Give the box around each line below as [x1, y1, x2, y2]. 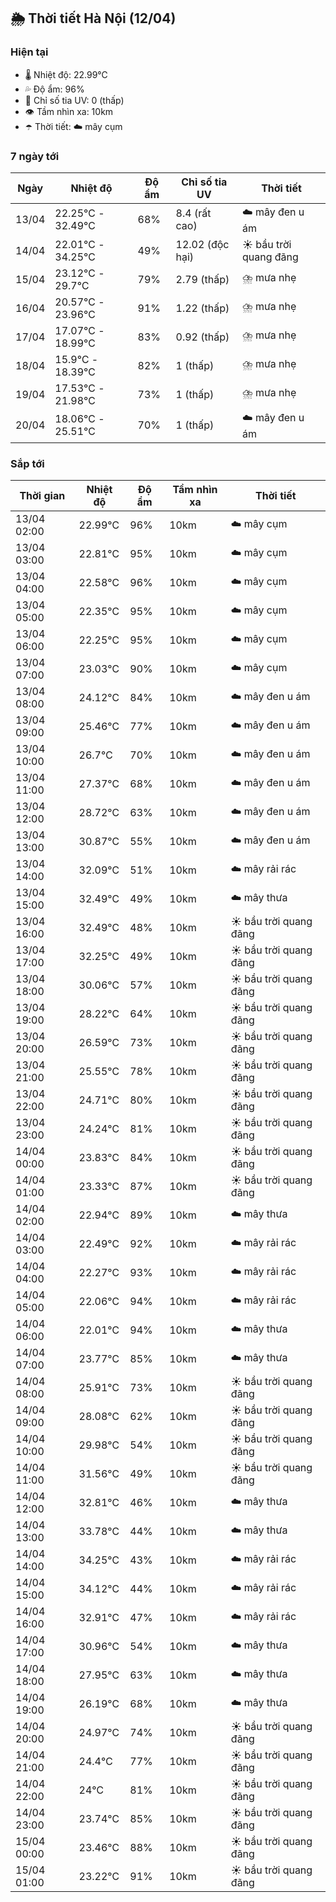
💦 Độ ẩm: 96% [24, 83, 85, 95]
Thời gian [19, 489, 66, 503]
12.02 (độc [175, 237, 230, 251]
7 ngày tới [10, 149, 60, 163]
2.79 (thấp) [175, 272, 230, 286]
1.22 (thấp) [175, 301, 230, 315]
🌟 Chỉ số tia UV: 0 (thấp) [24, 94, 125, 106]
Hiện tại [10, 45, 49, 59]
